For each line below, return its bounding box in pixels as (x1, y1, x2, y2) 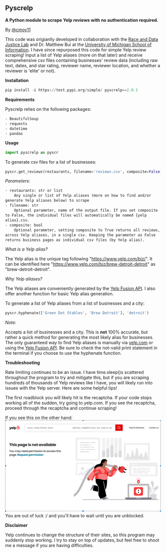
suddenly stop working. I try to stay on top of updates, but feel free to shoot (5, 537, 160, 543)
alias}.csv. (5, 218, 30, 223)
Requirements (5, 96, 35, 102)
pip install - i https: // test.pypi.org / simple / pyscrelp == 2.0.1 (5, 88, 138, 92)
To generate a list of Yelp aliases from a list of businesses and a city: (5, 300, 145, 306)
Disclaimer (5, 522, 28, 528)
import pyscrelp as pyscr (5, 150, 58, 155)
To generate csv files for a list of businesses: (5, 159, 96, 165)
